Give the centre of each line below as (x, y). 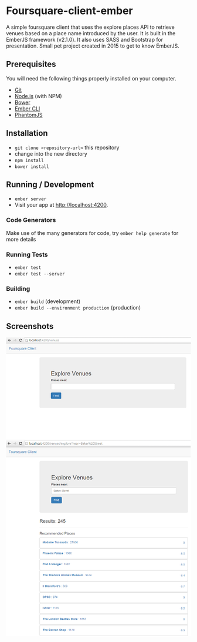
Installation (27, 133)
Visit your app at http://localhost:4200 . (61, 205)
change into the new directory (51, 153)
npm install (29, 160)
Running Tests (27, 254)
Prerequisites (31, 64)
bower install (32, 167)
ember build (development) (47, 301)
